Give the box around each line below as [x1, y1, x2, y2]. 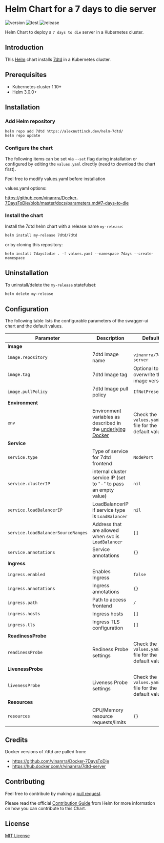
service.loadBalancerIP [7, 507, 63, 513]
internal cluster [92, 468, 127, 475]
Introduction [5, 43, 44, 52]
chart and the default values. [5, 323, 63, 329]
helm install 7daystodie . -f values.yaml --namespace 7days [5, 251, 132, 256]
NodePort [133, 455, 154, 460]
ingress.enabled [7, 572, 45, 578]
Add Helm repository [5, 118, 56, 125]
